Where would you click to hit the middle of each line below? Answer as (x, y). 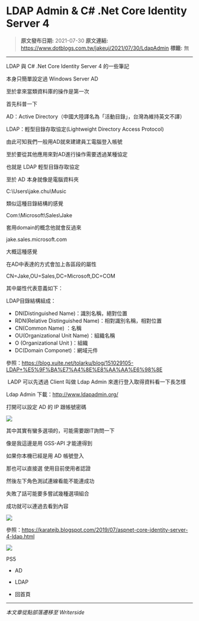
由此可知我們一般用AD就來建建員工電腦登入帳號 (64, 141)
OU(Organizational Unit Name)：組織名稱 (65, 335)
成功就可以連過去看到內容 (37, 506)
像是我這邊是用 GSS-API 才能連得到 (49, 443)
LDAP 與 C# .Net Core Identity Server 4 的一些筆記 (68, 66)
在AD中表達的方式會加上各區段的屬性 (51, 264)
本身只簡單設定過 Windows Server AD (52, 79)
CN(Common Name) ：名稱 (48, 328)
